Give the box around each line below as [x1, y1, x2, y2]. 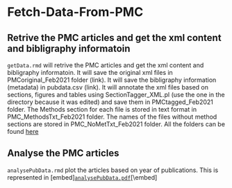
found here [7, 128, 39, 135]
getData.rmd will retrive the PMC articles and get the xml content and [7, 61, 204, 69]
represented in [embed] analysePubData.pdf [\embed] [7, 173, 158, 181]
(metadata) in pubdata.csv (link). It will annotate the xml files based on [7, 83, 208, 91]
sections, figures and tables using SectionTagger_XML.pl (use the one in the [7, 91, 225, 99]
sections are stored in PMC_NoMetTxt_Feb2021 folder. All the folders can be [7, 120, 226, 128]
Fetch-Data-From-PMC [7, 4, 144, 20]
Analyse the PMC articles [7, 147, 119, 160]
